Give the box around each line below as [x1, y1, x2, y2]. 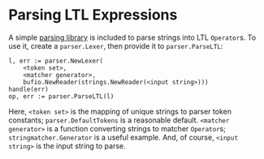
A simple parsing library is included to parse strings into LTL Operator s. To [8, 32, 257, 42]
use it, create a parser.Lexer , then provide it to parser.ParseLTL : [8, 41, 223, 50]
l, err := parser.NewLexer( [8, 57, 104, 65]
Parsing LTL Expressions [8, 6, 178, 24]
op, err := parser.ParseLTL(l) [8, 92, 115, 101]
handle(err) [8, 85, 49, 93]
